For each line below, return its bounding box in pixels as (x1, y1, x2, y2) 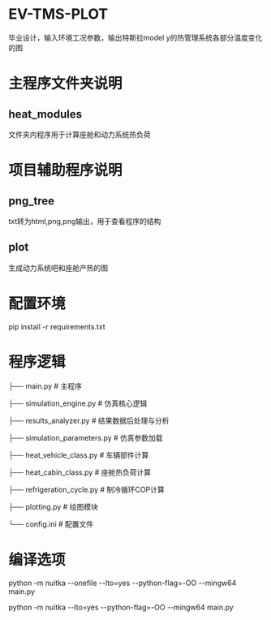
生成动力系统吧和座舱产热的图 (8, 263, 108, 273)
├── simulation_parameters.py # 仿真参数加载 (8, 433, 164, 442)
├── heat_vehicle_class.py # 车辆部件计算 (8, 450, 149, 459)
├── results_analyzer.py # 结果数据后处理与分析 (8, 415, 170, 425)
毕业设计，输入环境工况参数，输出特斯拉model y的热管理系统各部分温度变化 (8, 32, 263, 42)
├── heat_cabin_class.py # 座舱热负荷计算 (8, 467, 152, 477)
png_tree (8, 194, 55, 208)
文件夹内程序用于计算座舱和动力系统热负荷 (8, 129, 151, 139)
